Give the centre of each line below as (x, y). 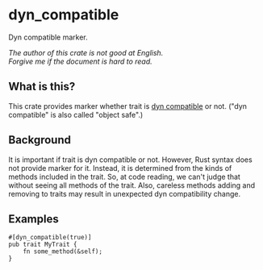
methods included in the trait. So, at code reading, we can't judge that (124, 177)
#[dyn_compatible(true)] (50, 238)
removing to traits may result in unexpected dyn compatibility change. (124, 193)
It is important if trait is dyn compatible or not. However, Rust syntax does (130, 160)
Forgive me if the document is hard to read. (81, 61)
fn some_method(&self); (63, 251)
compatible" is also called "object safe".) (76, 114)
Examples (33, 219)
